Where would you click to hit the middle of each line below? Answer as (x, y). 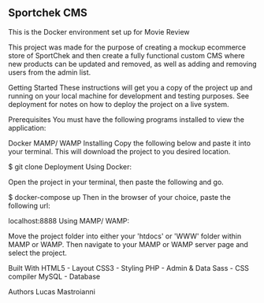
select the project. (37, 253)
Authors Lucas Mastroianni (52, 291)
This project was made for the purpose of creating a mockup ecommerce (127, 47)
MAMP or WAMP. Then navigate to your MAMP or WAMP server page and (128, 244)
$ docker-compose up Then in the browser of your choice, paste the (119, 197)
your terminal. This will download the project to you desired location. (119, 151)
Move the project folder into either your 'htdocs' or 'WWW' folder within (125, 236)
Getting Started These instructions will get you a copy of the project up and (130, 87)
